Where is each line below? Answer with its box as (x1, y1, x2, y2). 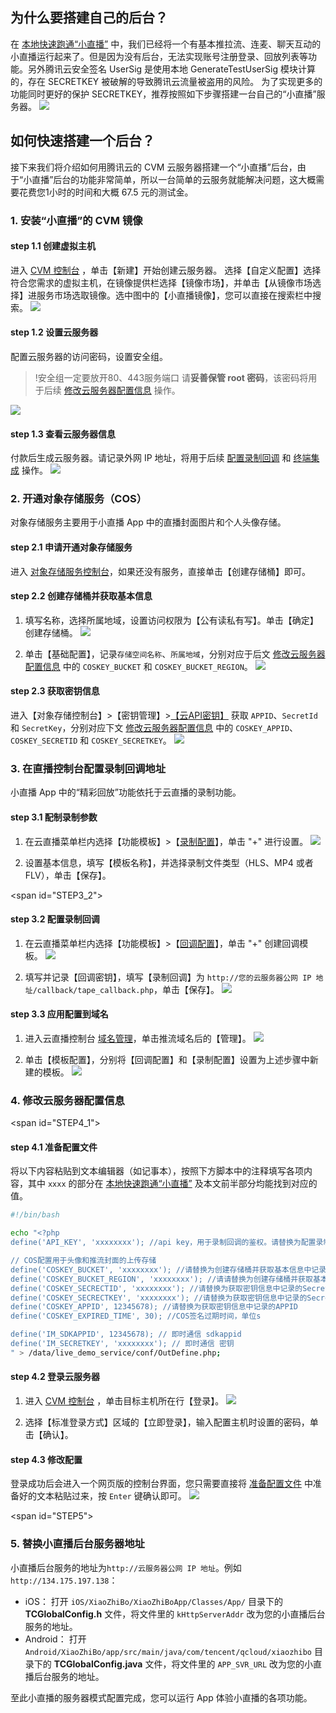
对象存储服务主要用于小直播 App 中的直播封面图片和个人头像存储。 (10, 516, 287, 528)
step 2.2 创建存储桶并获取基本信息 (10, 590, 153, 602)
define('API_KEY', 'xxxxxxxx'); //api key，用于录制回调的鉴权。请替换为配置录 (10, 1238, 324, 1248)
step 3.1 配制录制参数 (10, 811, 98, 823)
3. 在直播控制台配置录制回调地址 (10, 761, 167, 775)
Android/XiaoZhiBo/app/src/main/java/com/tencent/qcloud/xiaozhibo (24, 1647, 312, 1657)
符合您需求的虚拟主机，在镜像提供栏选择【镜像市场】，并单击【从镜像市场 (10, 276, 313, 288)
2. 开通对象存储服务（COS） (10, 492, 148, 506)
